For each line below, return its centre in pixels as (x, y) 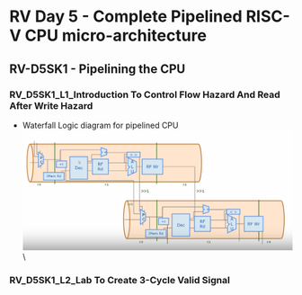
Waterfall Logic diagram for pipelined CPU (100, 125)
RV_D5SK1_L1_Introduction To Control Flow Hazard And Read (145, 94)
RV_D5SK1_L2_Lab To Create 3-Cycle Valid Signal (120, 281)
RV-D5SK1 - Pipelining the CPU (98, 69)
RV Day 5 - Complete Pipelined (126, 17)
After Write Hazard (51, 105)
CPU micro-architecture (115, 36)
